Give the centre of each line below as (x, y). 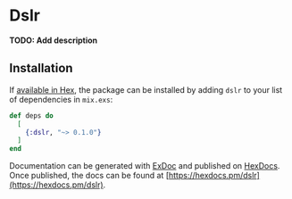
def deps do (31, 116)
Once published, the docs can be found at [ (89, 176)
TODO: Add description (54, 40)
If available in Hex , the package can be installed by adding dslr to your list (146, 89)
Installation (41, 68)
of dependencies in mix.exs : (61, 99)
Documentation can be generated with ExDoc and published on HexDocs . (145, 166)
